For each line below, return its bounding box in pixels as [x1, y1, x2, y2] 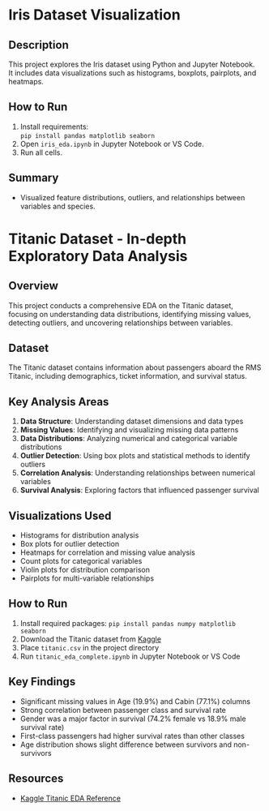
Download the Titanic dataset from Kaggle [19, 634, 162, 644]
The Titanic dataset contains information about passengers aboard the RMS [8, 363, 262, 372]
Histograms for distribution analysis [19, 530, 139, 540]
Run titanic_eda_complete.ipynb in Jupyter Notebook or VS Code [19, 651, 241, 661]
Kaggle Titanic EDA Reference [19, 793, 122, 803]
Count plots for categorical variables [19, 556, 143, 566]
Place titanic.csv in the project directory [19, 642, 160, 652]
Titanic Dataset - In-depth [8, 230, 187, 248]
